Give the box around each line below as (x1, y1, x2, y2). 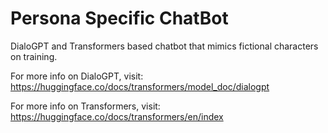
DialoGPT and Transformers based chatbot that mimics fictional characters (10, 40, 319, 52)
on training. (10, 50, 58, 62)
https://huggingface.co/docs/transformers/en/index (10, 110, 224, 122)
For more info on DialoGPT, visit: (10, 70, 144, 82)
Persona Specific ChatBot (10, 7, 229, 30)
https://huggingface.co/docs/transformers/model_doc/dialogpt (10, 80, 270, 92)
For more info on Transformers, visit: (10, 100, 161, 112)
